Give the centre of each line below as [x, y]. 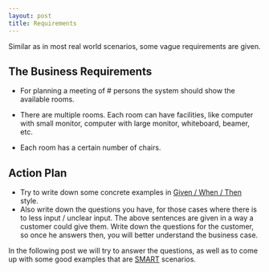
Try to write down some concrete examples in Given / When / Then [131, 192]
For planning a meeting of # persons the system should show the [127, 91]
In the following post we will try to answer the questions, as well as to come [133, 251]
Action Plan [38, 173]
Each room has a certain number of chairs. [90, 148]
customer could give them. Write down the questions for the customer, [137, 227]
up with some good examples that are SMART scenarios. [102, 259]
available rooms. [47, 99]
